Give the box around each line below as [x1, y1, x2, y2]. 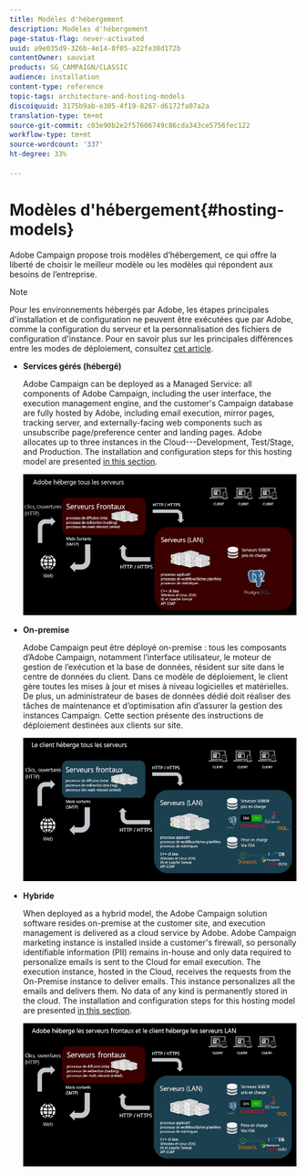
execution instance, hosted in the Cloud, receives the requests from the [22, 966, 291, 977]
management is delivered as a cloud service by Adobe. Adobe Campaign [22, 927, 297, 938]
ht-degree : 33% [9, 150, 67, 159]
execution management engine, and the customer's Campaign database [22, 397, 294, 408]
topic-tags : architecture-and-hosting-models [9, 91, 185, 100]
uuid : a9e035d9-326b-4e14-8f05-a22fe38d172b [9, 44, 181, 53]
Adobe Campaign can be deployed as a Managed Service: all [22, 378, 252, 389]
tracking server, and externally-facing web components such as [22, 416, 262, 428]
